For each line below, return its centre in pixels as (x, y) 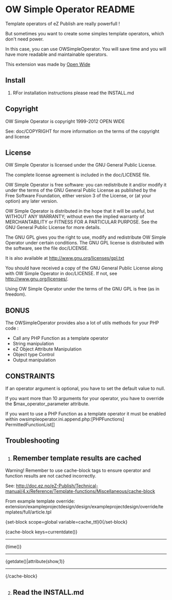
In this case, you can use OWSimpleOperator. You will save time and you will (86, 49)
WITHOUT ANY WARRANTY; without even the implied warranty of (75, 217)
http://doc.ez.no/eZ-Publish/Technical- (57, 486)
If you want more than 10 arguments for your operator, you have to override (85, 398)
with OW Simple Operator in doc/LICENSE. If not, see (61, 274)
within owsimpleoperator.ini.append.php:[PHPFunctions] (65, 419)
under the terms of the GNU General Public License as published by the (81, 190)
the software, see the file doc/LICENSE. (47, 248)
